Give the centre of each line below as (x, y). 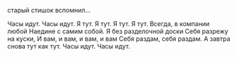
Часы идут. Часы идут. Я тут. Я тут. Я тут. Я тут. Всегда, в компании (109, 24)
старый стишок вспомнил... (49, 10)
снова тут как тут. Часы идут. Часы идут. (69, 46)
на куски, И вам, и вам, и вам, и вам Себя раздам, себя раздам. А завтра (119, 39)
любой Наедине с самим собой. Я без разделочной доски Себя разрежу (118, 31)
